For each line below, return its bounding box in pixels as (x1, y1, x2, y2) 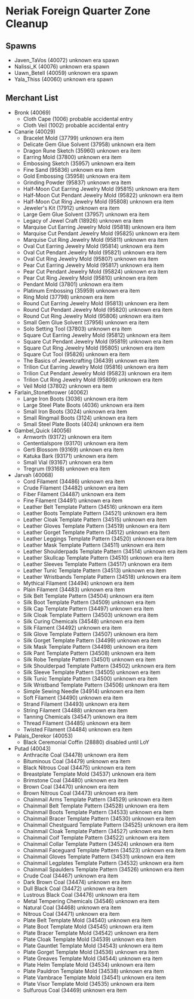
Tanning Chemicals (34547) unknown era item (23, 713, 138, 720)
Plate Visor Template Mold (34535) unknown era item (23, 980, 155, 987)
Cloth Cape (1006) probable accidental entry (23, 115, 133, 122)
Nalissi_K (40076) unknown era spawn (14, 63, 110, 70)
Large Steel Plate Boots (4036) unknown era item (23, 401, 144, 408)
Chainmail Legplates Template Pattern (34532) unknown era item (23, 859, 184, 866)
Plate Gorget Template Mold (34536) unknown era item (23, 948, 159, 955)
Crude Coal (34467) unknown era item (23, 872, 119, 879)
